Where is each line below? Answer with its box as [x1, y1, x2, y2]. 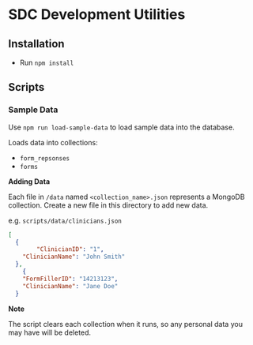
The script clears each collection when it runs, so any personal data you [8, 319, 244, 328]
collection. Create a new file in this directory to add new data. [8, 200, 209, 210]
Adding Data [8, 176, 51, 186]
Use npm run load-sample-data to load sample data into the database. [8, 122, 235, 132]
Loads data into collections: [8, 137, 98, 147]
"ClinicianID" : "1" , [36, 246, 104, 253]
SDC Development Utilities [8, 6, 186, 24]
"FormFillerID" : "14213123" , [22, 275, 119, 283]
